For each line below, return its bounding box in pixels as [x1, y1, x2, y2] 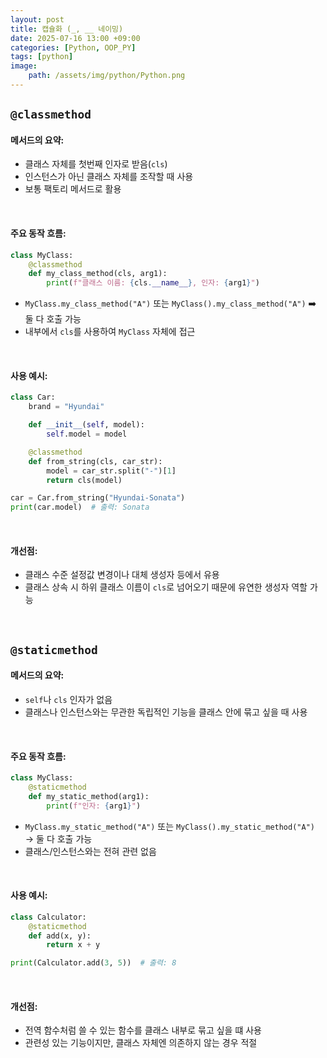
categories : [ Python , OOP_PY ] [10, 42, 137, 53]
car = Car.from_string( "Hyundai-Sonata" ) [10, 493, 186, 503]
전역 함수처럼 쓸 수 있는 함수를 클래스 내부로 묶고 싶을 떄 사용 [24, 1024, 262, 1036]
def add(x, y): [28, 931, 92, 941]
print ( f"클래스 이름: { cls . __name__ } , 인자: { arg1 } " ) [46, 278, 260, 288]
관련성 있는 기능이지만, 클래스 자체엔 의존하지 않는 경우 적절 [24, 1037, 258, 1049]
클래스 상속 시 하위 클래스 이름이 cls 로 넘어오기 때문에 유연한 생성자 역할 [24, 581, 308, 593]
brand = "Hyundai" [28, 402, 105, 412]
